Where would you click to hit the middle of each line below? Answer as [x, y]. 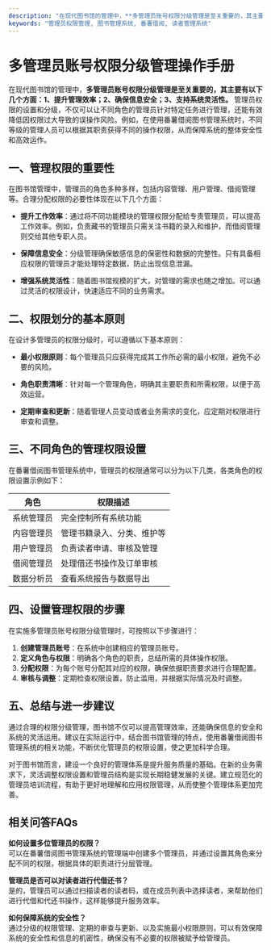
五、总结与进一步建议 [61, 706]
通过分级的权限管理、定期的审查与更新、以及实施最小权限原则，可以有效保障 [135, 928]
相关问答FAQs [43, 822]
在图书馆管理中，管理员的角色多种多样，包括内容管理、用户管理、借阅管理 [132, 189]
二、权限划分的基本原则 [67, 318]
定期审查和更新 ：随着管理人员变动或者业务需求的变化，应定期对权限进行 [140, 412]
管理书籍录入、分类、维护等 [114, 533]
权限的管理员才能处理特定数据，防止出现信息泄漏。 [112, 264]
